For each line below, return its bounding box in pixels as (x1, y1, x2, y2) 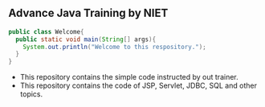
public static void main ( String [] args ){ (15, 35, 157, 43)
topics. (19, 89, 43, 99)
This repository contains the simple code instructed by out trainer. (19, 72, 238, 82)
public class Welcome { (8, 27, 84, 35)
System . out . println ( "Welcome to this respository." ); (22, 43, 206, 51)
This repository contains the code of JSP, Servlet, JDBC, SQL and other (19, 80, 257, 91)
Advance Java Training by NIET (8, 6, 169, 20)
